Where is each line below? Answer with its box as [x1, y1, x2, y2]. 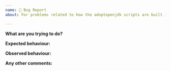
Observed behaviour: [5, 50, 51, 56]
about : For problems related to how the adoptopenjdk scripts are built [5, 12, 163, 17]
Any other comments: [5, 60, 52, 66]
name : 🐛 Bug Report [5, 7, 47, 13]
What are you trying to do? [5, 30, 63, 37]
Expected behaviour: [5, 40, 51, 46]
